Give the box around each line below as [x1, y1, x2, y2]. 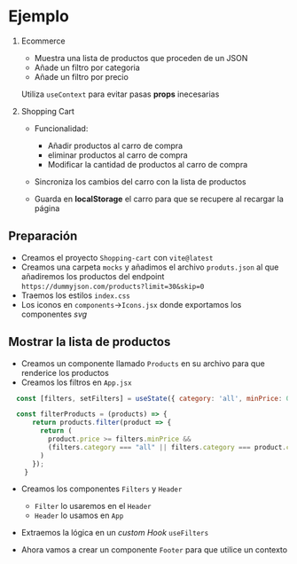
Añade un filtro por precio [34, 71, 129, 82]
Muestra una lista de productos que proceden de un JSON [34, 52, 248, 63]
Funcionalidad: [34, 122, 89, 134]
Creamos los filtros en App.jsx [20, 377, 132, 388]
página [34, 202, 60, 214]
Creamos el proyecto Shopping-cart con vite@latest [20, 252, 214, 262]
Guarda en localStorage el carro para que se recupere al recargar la [34, 193, 285, 204]
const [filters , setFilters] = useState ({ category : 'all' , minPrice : [16, 394, 283, 403]
